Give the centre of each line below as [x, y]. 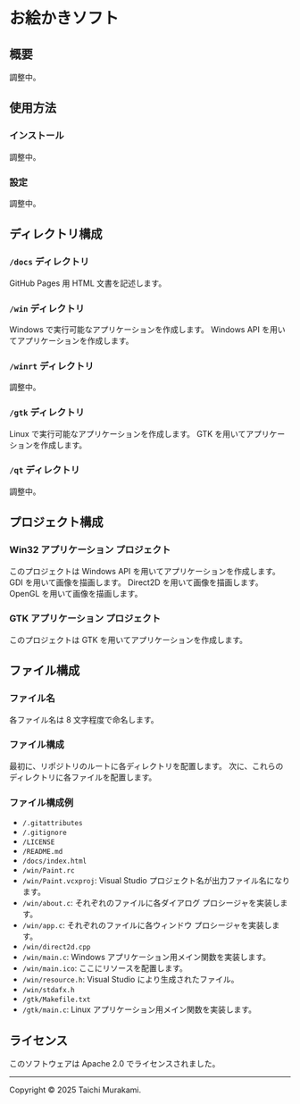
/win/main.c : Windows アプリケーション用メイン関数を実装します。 [146, 958]
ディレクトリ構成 [56, 234]
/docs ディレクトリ [49, 262]
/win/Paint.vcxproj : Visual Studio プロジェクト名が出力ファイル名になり [156, 881]
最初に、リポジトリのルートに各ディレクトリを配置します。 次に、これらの [146, 765]
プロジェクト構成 [56, 522]
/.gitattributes [52, 824]
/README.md [42, 852]
